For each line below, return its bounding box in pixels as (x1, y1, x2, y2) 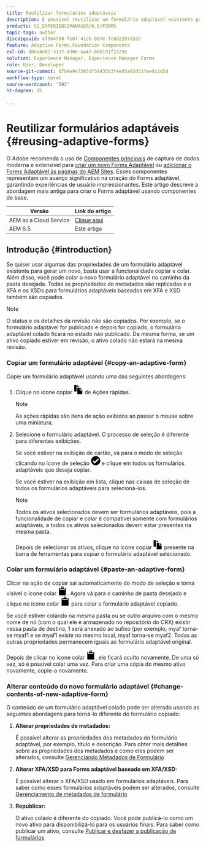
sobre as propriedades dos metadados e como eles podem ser (15, 747, 175, 755)
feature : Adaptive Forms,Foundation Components (6, 42, 131, 49)
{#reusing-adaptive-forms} (6, 135, 150, 149)
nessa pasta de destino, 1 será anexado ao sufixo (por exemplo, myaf (6, 625, 181, 632)
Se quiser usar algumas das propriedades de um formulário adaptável (6, 261, 183, 268)
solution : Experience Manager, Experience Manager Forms (6, 55, 155, 61)
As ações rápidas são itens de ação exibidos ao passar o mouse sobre (15, 412, 194, 420)
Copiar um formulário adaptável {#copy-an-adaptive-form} (6, 359, 187, 367)
